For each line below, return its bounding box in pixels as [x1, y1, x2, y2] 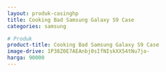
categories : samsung [7, 23, 67, 29]
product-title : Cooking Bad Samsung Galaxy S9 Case [7, 42, 159, 49]
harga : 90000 [7, 54, 45, 62]
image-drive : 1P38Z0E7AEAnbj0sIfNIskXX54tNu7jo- [7, 48, 150, 55]
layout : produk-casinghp [7, 10, 79, 17]
